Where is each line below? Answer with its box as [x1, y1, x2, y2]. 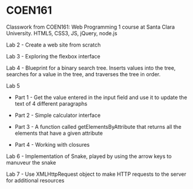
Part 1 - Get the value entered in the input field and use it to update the [14, 94, 188, 101]
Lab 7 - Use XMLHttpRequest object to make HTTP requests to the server [6, 171, 186, 178]
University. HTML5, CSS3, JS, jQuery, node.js [6, 29, 118, 36]
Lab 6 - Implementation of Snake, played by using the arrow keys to [6, 153, 172, 160]
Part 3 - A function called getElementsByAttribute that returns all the [14, 123, 182, 130]
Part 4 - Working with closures [14, 141, 90, 148]
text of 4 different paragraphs [14, 100, 88, 107]
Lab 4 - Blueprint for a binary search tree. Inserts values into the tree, [6, 64, 176, 72]
